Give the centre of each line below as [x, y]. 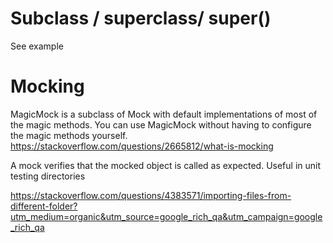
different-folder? [44, 206]
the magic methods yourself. [69, 135]
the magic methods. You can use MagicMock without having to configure [161, 124]
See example [37, 46]
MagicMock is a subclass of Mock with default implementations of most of [164, 114]
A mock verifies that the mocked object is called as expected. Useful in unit [166, 165]
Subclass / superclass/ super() [141, 18]
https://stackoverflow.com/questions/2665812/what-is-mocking [142, 146]
